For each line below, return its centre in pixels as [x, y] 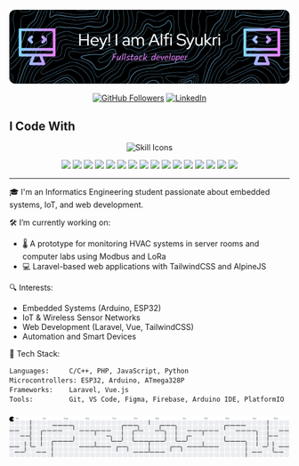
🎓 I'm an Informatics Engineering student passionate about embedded [140, 192]
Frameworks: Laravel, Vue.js [69, 390]
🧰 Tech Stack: [35, 354]
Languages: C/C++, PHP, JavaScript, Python [99, 371]
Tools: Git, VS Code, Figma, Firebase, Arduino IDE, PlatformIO [147, 399]
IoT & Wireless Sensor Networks [81, 317]
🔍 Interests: [31, 288]
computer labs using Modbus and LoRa [94, 257]
